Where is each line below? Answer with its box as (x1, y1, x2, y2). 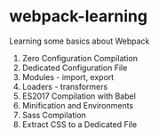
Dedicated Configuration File (21, 62, 128, 73)
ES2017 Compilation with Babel (21, 91, 136, 101)
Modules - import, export (21, 71, 115, 82)
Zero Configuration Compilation (21, 52, 138, 63)
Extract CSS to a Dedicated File (21, 118, 138, 130)
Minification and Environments (21, 100, 134, 110)
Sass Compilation (21, 109, 87, 120)
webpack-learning (9, 6, 148, 27)
